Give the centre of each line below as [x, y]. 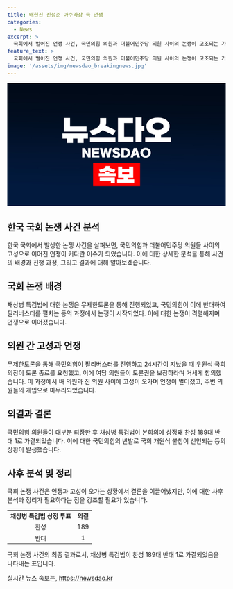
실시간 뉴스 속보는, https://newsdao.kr [60, 578]
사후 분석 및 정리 [40, 473]
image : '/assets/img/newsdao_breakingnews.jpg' [77, 66]
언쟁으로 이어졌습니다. [37, 322]
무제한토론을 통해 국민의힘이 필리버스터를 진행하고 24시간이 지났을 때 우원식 [110, 364]
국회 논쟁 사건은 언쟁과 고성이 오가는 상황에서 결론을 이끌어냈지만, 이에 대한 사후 [115, 491]
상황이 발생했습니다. [34, 449]
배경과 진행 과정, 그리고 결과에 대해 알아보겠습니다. [83, 263]
